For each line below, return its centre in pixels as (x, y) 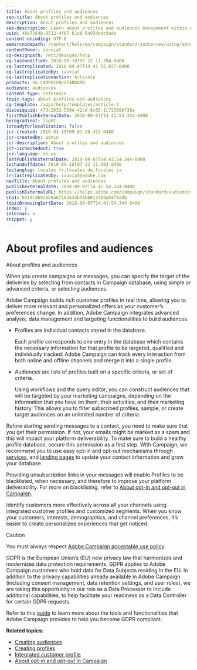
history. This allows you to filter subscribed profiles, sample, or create (99, 408)
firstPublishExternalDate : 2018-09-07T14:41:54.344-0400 (77, 115)
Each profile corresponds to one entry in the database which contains (99, 341)
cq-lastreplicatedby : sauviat (43, 72)
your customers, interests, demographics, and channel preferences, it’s (92, 517)
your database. (24, 463)
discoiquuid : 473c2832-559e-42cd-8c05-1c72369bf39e (70, 110)
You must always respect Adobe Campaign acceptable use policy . (86, 546)
